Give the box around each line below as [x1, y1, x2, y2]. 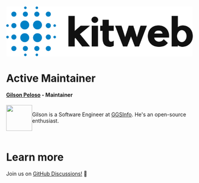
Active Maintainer [6, 72, 96, 85]
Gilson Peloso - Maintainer [6, 91, 73, 98]
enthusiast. [32, 117, 59, 124]
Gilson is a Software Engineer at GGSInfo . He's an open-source [32, 111, 187, 118]
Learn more [6, 150, 64, 163]
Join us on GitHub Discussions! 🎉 [6, 170, 88, 177]
